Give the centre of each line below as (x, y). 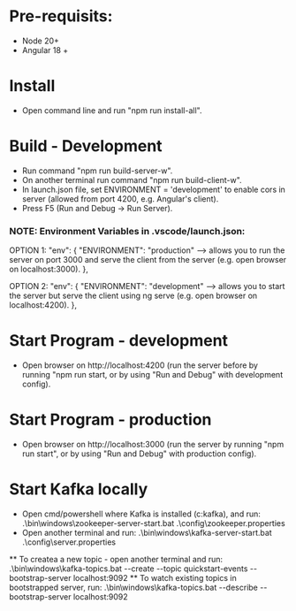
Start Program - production (110, 420)
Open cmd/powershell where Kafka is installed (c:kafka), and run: (141, 514)
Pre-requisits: (61, 16)
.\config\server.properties (69, 542)
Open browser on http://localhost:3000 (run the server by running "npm (153, 444)
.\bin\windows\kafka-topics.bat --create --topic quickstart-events (129, 569)
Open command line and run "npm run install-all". (112, 110)
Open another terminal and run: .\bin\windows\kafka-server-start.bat (147, 532)
